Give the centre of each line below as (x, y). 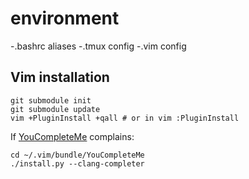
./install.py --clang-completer (77, 163)
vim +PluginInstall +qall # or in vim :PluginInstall (125, 118)
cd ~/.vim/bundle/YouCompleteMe (77, 155)
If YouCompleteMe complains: (72, 136)
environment (65, 18)
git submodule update (55, 109)
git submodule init (51, 100)
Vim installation (60, 77)
